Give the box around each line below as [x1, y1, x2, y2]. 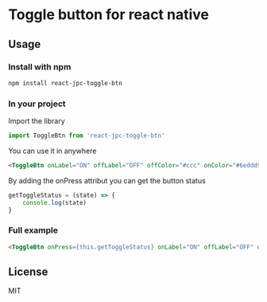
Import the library [8, 116, 65, 126]
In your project [8, 98, 66, 109]
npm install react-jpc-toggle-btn [8, 79, 123, 87]
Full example [8, 225, 58, 236]
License [8, 265, 48, 278]
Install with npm [8, 61, 72, 73]
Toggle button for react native [8, 6, 209, 24]
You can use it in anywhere [8, 146, 97, 155]
